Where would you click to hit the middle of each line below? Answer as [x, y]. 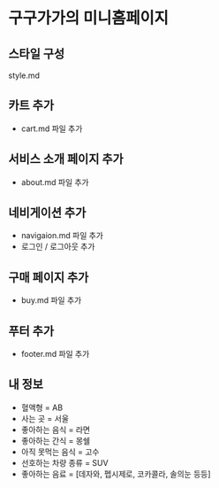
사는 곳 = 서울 [45, 418]
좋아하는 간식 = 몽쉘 [55, 440]
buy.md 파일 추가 [51, 300]
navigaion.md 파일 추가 [62, 236]
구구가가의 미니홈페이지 [88, 18]
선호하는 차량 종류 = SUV [64, 462]
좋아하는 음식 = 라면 [55, 430]
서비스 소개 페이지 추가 [66, 159]
